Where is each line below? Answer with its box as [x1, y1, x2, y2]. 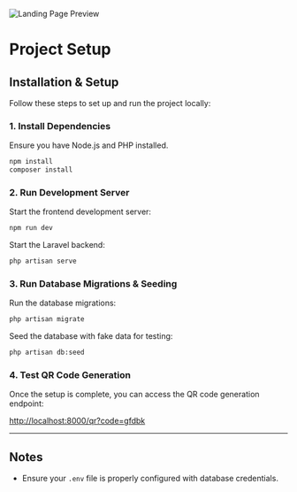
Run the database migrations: [9, 297, 117, 309]
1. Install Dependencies [9, 119, 111, 132]
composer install [9, 165, 73, 174]
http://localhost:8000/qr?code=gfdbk [9, 416, 146, 427]
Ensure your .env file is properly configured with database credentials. [21, 473, 278, 484]
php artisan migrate [9, 315, 86, 324]
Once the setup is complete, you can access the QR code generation [9, 389, 260, 400]
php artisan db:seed [9, 348, 86, 357]
